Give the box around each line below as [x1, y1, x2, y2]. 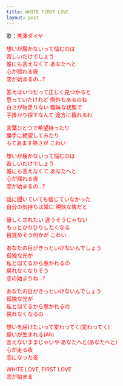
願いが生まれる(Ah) [6, 331, 55, 338]
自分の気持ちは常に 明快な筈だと [6, 203, 88, 210]
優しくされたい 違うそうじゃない [6, 216, 88, 223]
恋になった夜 [6, 353, 38, 360]
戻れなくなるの [6, 310, 44, 317]
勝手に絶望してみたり [6, 131, 59, 139]
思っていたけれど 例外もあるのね [6, 95, 88, 103]
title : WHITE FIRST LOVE [6, 9, 69, 15]
